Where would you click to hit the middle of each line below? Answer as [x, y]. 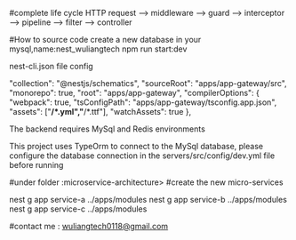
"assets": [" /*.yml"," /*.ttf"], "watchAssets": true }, [100, 112]
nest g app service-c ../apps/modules [78, 209]
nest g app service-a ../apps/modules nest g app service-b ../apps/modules [148, 200]
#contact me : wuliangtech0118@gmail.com [89, 226]
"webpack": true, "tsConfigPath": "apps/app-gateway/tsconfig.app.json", [143, 102]
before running [36, 165]
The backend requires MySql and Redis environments [108, 129]
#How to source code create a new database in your [105, 40]
